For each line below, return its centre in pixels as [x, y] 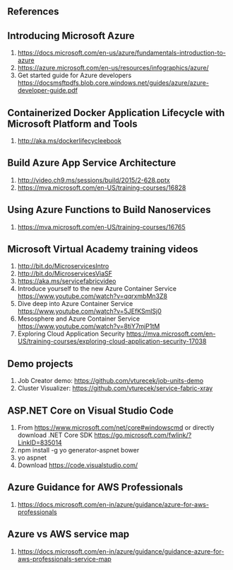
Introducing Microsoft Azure [71, 36]
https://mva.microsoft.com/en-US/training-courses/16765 [101, 227]
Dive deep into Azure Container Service [75, 304]
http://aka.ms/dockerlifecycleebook [69, 141]
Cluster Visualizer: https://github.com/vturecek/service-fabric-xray [115, 388]
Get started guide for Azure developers [74, 75]
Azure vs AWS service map [68, 534]
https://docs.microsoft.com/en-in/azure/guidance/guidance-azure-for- [121, 551]
